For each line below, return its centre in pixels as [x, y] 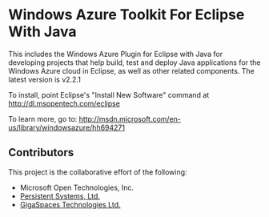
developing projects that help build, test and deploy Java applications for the [135, 62]
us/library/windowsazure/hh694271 [67, 127]
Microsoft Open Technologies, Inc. [77, 187]
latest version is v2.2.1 [45, 79]
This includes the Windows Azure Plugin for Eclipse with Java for [115, 54]
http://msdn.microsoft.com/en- [130, 119]
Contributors [41, 153]
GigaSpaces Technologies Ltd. [70, 204]
